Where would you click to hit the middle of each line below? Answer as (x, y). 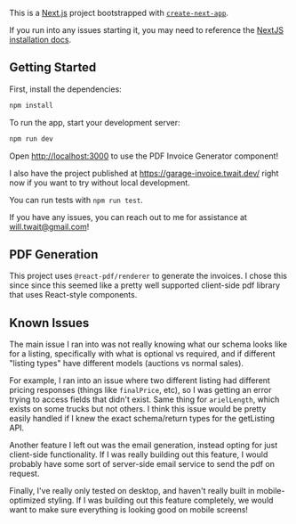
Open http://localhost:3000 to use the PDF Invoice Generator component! (144, 156)
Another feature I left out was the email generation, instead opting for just (144, 446)
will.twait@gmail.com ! (49, 226)
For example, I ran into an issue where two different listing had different (140, 381)
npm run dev (31, 139)
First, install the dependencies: (65, 89)
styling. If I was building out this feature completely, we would (160, 500)
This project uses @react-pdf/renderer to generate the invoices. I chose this (148, 276)
